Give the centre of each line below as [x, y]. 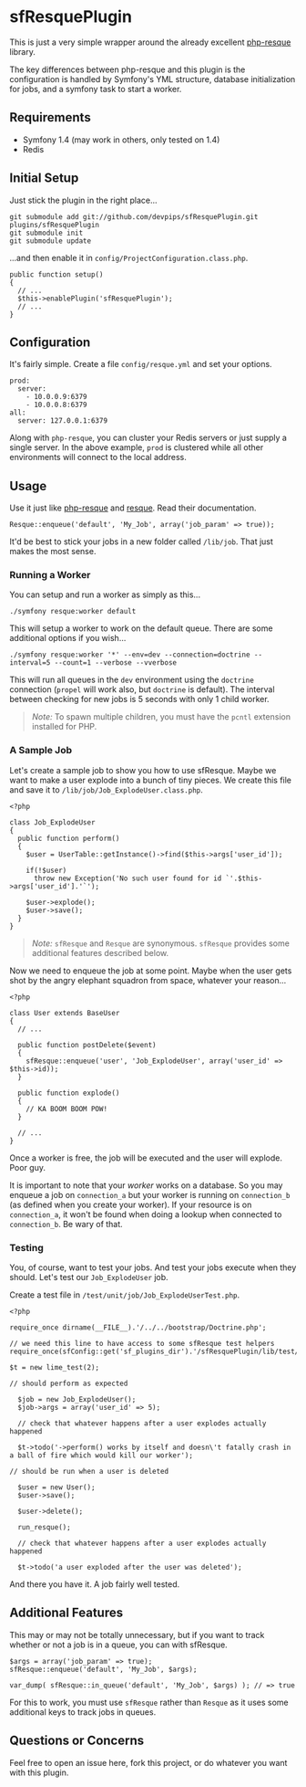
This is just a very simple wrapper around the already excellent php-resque [150, 42]
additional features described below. [100, 952]
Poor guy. [28, 1167]
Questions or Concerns [77, 1741]
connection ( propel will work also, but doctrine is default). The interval [142, 689]
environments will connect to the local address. [98, 457]
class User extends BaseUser [65, 1013]
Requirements [50, 117]
